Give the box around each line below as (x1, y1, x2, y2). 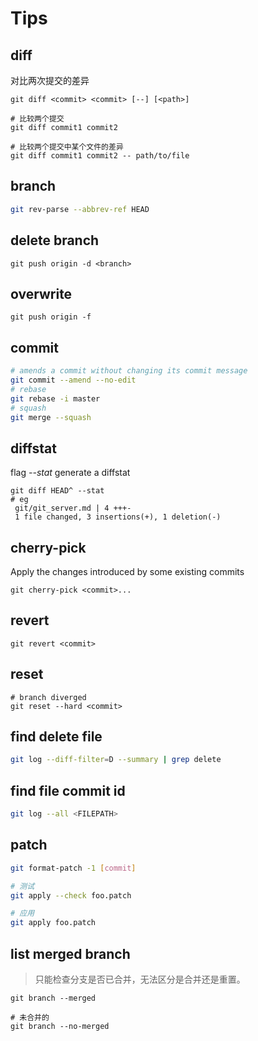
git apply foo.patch (10, 918, 97, 928)
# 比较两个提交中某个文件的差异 (10, 142, 124, 152)
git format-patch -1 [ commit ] (10, 863, 137, 873)
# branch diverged (10, 692, 87, 702)
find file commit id (10, 782, 126, 799)
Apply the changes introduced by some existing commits (10, 566, 245, 577)
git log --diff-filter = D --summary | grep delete (10, 755, 222, 765)
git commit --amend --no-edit (10, 375, 137, 385)
